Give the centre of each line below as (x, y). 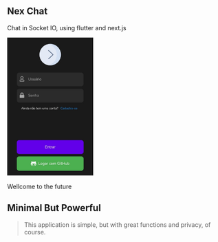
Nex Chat (28, 11)
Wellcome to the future (40, 186)
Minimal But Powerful (54, 208)
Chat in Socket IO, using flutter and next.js (67, 27)
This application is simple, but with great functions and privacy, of (117, 224)
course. (35, 232)
